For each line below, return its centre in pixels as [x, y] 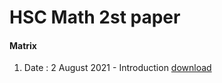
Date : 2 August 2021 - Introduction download [117, 68]
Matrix [23, 45]
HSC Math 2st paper [95, 17]
